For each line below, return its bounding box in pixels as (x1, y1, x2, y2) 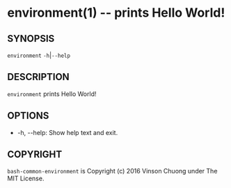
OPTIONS (7, 110, 49, 122)
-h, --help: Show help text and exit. (17, 128, 118, 136)
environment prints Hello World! (7, 89, 97, 98)
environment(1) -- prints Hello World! (7, 5, 225, 21)
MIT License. (7, 174, 45, 182)
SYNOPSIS (7, 33, 55, 45)
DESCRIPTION (7, 71, 70, 83)
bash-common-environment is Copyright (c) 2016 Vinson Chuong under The (7, 167, 218, 175)
